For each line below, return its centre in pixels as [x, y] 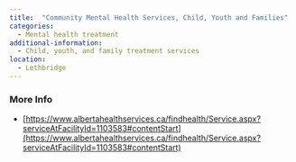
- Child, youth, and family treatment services [109, 51]
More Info [31, 99]
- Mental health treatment [68, 34]
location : [28, 59]
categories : [32, 26]
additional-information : [56, 43]
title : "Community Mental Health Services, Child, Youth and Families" [149, 18]
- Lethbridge [42, 68]
